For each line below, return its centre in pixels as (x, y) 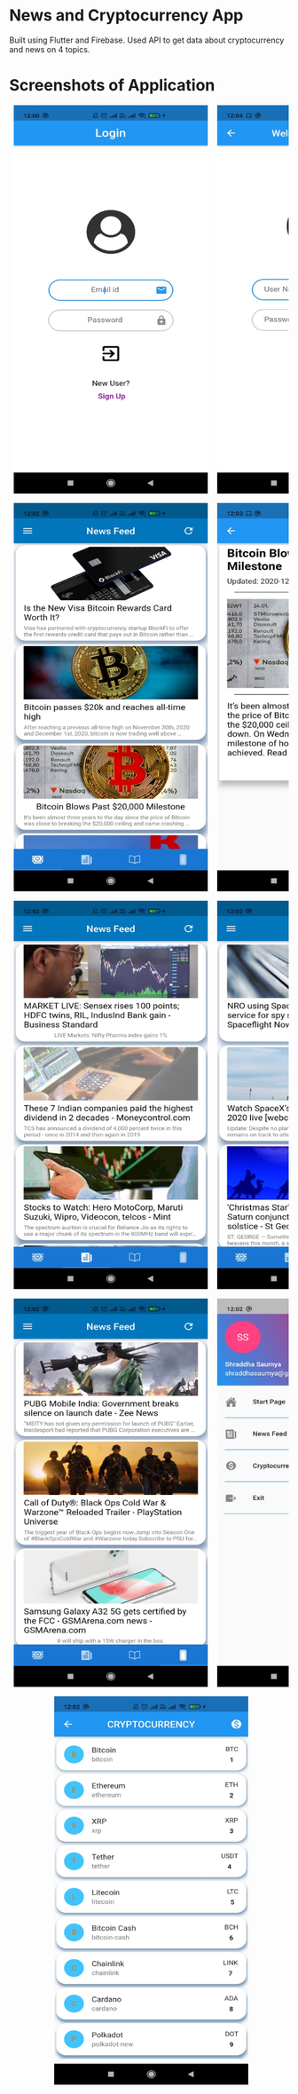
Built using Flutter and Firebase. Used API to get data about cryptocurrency (147, 40)
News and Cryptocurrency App (126, 16)
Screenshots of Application (112, 86)
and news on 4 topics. (50, 49)
